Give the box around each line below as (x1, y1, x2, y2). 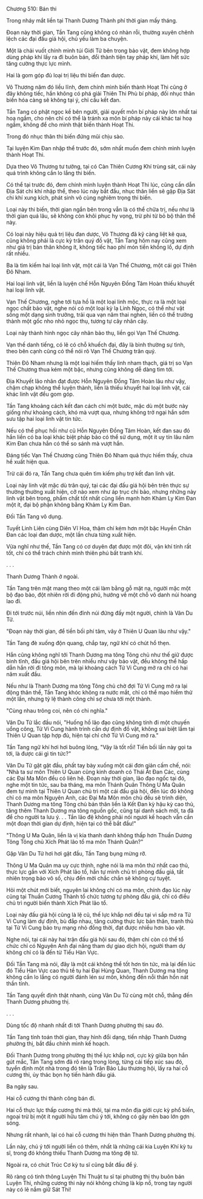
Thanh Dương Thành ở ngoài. (6, 573, 79, 580)
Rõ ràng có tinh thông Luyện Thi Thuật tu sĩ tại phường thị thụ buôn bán (6, 1173, 185, 1180)
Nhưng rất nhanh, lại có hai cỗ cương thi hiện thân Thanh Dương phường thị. (6, 1131, 196, 1138)
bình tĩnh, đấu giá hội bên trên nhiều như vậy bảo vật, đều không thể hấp (6, 658, 188, 665)
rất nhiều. (6, 250, 30, 257)
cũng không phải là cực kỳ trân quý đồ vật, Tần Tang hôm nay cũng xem (6, 237, 187, 244)
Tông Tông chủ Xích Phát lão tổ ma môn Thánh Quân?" (6, 838, 144, 845)
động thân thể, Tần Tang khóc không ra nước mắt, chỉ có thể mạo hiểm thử (6, 689, 193, 696)
